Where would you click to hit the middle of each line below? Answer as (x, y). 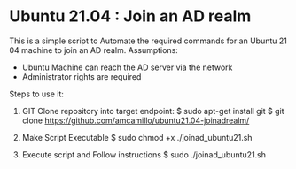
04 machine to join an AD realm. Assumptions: (94, 50)
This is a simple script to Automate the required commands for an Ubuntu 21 (148, 41)
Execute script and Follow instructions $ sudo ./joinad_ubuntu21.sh (144, 154)
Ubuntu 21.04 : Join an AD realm (130, 16)
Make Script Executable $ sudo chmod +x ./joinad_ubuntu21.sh (137, 137)
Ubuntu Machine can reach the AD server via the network (127, 67)
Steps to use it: (37, 94)
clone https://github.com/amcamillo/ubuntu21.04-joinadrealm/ (136, 120)
